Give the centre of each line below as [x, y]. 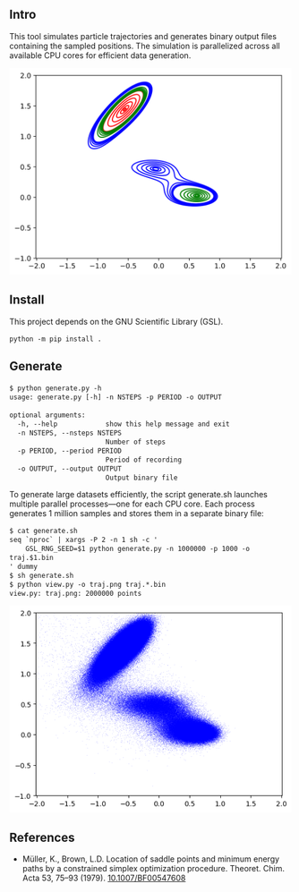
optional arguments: [48, 415]
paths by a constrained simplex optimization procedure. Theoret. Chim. [153, 869]
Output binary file [141, 478]
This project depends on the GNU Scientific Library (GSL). [116, 321]
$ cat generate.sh [43, 531]
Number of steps [136, 442]
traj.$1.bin [31, 557]
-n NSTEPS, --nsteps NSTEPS [70, 433]
